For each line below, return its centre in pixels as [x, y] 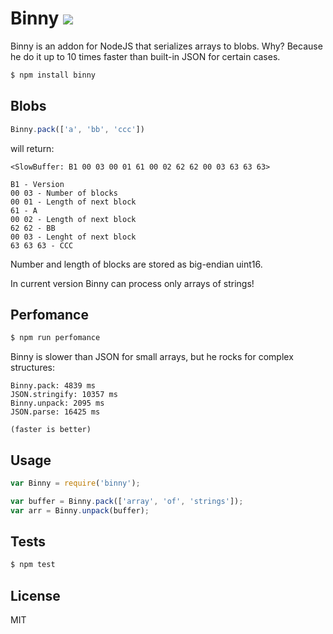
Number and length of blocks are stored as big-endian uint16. [136, 264]
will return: [32, 148]
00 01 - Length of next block [73, 202]
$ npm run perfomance [55, 338]
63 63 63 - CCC [42, 245]
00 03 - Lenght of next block [73, 237]
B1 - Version [37, 184]
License [35, 595]
